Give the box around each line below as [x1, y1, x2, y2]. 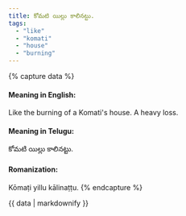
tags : [8, 19, 27, 27]
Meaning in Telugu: [8, 126, 75, 135]
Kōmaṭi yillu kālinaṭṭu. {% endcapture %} [8, 182, 143, 192]
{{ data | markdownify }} [8, 198, 89, 208]
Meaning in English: [8, 89, 76, 99]
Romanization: [8, 164, 59, 174]
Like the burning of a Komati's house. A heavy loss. [8, 108, 179, 118]
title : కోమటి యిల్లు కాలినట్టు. [8, 11, 95, 20]
